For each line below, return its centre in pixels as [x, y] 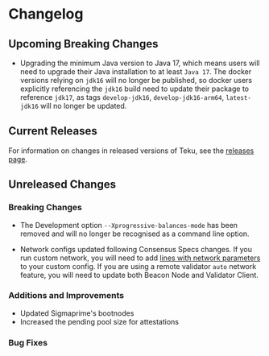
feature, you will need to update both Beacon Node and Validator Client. [139, 275]
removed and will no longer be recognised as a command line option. [134, 234]
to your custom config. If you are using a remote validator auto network [138, 266]
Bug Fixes [28, 342]
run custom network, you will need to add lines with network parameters [140, 258]
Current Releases [53, 131]
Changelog [46, 14]
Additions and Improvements [66, 296]
